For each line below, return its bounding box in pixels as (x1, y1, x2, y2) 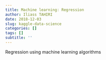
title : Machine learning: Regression (5, 7, 84, 12)
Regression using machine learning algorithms (5, 48, 101, 55)
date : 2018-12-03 (5, 16, 42, 21)
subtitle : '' (5, 35, 33, 40)
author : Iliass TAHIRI (5, 12, 53, 17)
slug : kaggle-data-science (5, 21, 62, 26)
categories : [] (5, 26, 37, 31)
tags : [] (5, 30, 24, 35)
